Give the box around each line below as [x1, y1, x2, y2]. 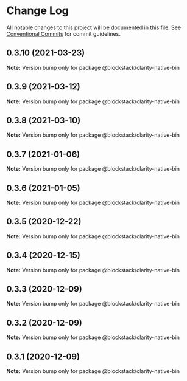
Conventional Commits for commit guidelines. [6, 30, 121, 37]
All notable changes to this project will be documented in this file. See [6, 24, 182, 31]
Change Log [6, 4, 69, 18]
